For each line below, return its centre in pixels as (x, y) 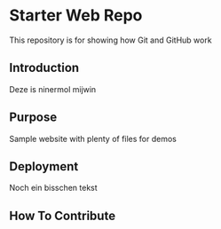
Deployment (44, 166)
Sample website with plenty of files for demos (93, 138)
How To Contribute (63, 215)
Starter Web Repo (76, 16)
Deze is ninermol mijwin (53, 89)
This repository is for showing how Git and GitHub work (110, 40)
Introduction (44, 68)
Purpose (33, 118)
